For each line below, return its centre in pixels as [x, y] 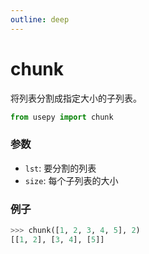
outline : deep [40, 19]
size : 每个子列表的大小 [71, 180]
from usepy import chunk [62, 117]
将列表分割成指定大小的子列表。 [76, 98]
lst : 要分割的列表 [60, 168]
